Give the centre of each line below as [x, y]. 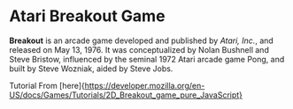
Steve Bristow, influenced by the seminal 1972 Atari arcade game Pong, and [147, 59]
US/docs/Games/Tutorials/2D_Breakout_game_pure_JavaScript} [126, 95]
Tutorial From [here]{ [47, 85]
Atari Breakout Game [87, 16]
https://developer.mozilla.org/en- [145, 85]
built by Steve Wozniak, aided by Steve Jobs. [91, 69]
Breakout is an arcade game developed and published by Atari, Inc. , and [142, 40]
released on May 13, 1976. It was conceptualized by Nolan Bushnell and [139, 49]
